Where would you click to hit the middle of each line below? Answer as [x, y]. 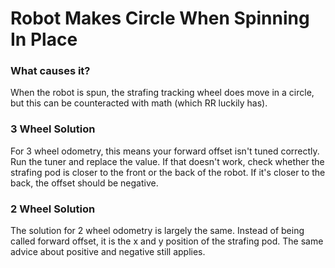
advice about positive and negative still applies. [108, 252]
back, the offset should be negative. [84, 183]
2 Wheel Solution [53, 209]
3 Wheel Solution [53, 129]
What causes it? [50, 71]
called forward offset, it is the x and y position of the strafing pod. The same [167, 241]
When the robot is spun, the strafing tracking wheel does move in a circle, [162, 93]
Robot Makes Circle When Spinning [160, 18]
